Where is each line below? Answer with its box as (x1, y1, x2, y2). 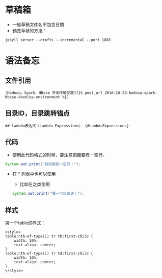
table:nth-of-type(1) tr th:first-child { (5, 234, 93, 239)
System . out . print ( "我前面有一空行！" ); (5, 162, 81, 166)
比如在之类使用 (19, 182, 50, 187)
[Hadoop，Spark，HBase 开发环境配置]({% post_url (5, 90, 103, 95)
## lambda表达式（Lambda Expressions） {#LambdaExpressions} (5, 123, 129, 128)
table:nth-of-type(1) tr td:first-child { (5, 251, 93, 256)
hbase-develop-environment (5, 94, 60, 99)
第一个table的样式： (5, 220, 46, 226)
